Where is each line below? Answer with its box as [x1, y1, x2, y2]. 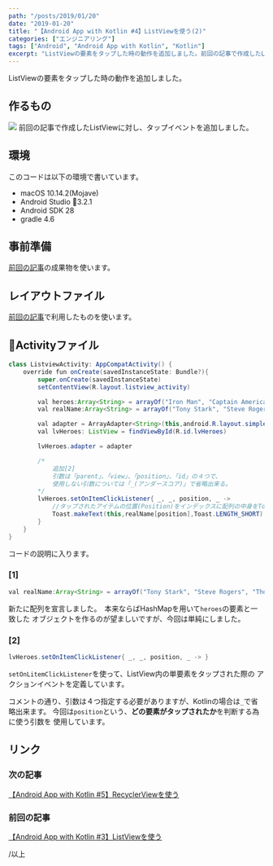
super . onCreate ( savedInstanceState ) [37, 376, 162, 384]
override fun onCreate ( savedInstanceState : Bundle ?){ [23, 367, 209, 376]
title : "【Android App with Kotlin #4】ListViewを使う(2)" [8, 27, 206, 35]
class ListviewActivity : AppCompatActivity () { [8, 360, 173, 369]
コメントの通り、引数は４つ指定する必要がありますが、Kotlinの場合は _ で [8, 696, 252, 706]
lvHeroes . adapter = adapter [37, 442, 132, 451]
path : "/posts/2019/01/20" [8, 11, 100, 20]
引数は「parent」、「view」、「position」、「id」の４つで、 [51, 472, 222, 481]
